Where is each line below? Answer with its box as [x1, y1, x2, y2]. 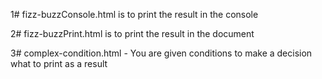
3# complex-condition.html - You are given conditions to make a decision [10, 47, 313, 59]
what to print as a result [10, 58, 108, 69]
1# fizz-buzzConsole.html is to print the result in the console [10, 9, 259, 20]
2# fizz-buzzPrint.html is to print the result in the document [10, 28, 255, 39]
